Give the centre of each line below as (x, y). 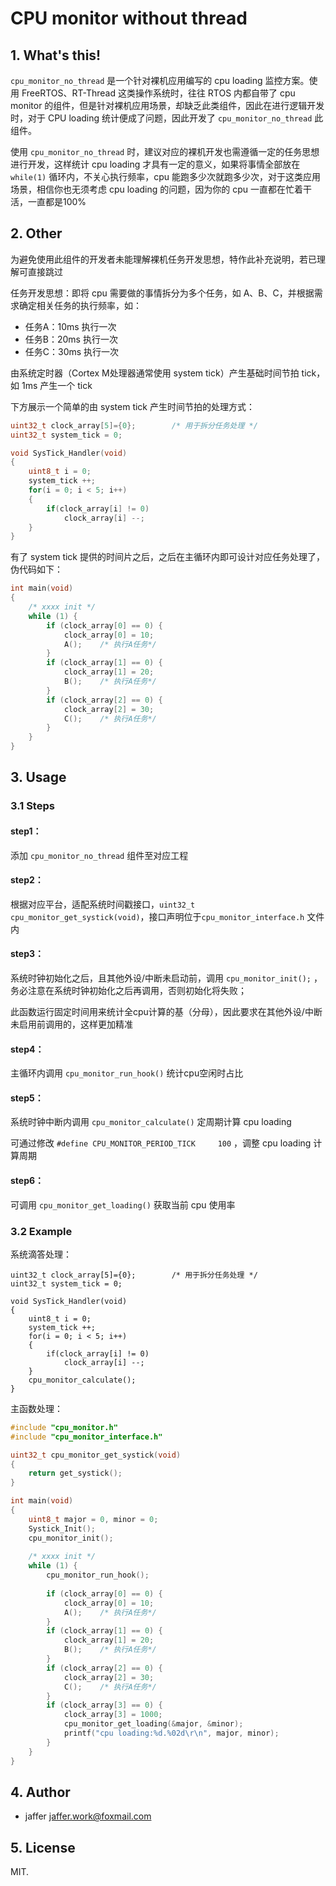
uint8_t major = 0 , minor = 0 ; (93, 1519)
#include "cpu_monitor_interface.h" (86, 1437)
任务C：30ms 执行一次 (72, 351)
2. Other (36, 233)
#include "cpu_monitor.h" (64, 1427)
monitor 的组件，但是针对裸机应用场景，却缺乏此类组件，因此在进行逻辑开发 (167, 105)
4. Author (40, 1792)
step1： (26, 831)
